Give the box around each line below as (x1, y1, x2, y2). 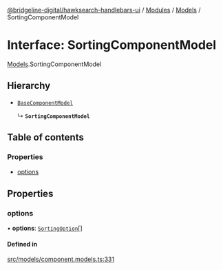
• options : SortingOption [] (7, 224, 83, 233)
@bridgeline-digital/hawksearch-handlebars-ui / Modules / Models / (7, 6, 201, 14)
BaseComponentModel (17, 99, 74, 106)
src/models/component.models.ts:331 (7, 255, 115, 264)
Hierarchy (7, 80, 51, 92)
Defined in (7, 240, 38, 248)
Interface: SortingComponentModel (7, 37, 217, 53)
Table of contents (7, 132, 84, 143)
